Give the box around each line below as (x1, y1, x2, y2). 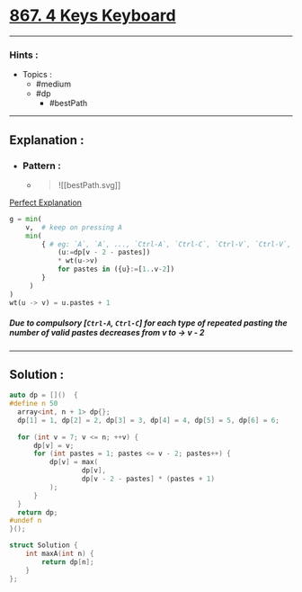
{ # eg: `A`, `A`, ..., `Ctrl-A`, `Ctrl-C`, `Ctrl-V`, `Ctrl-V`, (41, 239, 292, 248)
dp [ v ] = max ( (49, 458, 99, 467)
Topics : (22, 69, 52, 80)
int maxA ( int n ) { (25, 550, 94, 559)
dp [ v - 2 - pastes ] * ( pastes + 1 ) (81, 474, 216, 484)
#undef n (9, 516, 42, 525)
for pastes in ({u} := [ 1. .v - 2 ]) (57, 265, 175, 274)
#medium (35, 78, 72, 90)
